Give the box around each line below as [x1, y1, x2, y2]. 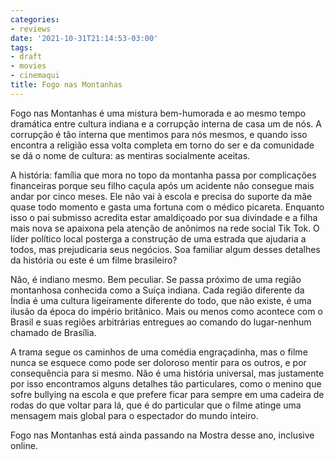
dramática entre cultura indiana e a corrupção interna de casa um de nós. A [10, 117, 322, 130]
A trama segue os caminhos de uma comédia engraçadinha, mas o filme [10, 346, 308, 358]
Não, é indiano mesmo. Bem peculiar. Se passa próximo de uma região [10, 273, 302, 285]
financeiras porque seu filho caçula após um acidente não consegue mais [10, 179, 315, 191]
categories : [10, 14, 60, 25]
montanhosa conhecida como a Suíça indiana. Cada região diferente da [10, 284, 305, 296]
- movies [10, 61, 47, 71]
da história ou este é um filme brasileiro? [10, 254, 178, 266]
